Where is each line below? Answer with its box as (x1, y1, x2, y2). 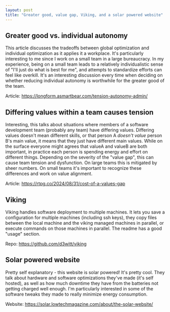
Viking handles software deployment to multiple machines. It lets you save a (5, 209, 165, 215)
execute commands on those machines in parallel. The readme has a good (5, 225, 162, 231)
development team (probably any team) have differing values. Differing (5, 127, 155, 133)
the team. (5, 83, 26, 89)
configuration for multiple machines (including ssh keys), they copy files (5, 214, 157, 221)
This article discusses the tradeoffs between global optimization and (5, 45, 150, 51)
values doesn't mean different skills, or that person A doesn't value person (5, 132, 162, 139)
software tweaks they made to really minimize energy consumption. (5, 291, 148, 297)
